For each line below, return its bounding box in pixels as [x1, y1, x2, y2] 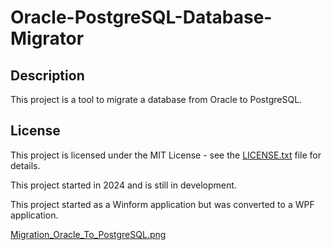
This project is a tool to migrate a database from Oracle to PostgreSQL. [10, 94, 303, 105]
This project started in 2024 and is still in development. [10, 179, 237, 191]
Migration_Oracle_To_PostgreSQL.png [10, 228, 167, 240]
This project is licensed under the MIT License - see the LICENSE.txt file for [10, 149, 322, 161]
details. [10, 159, 41, 171]
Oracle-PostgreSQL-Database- [10, 6, 273, 29]
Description [10, 67, 85, 84]
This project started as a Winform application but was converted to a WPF [10, 198, 315, 210]
